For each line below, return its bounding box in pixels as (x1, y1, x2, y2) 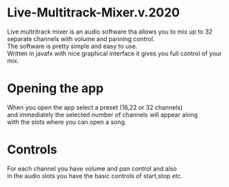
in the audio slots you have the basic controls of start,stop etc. (7, 171, 183, 179)
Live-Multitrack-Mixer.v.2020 (7, 5, 180, 21)
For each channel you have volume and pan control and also (7, 164, 177, 173)
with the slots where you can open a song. (7, 118, 126, 126)
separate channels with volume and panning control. (7, 34, 155, 42)
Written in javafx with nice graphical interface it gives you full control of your (7, 49, 222, 58)
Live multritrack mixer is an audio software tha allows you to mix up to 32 (7, 27, 213, 36)
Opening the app (7, 81, 104, 97)
